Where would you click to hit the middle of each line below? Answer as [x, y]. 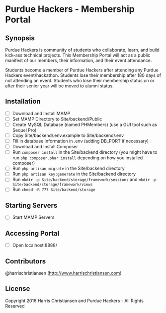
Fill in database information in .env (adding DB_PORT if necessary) [81, 141]
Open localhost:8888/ [35, 245]
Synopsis [20, 38]
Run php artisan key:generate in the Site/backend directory [74, 174]
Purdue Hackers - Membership [70, 9]
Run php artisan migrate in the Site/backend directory [69, 168]
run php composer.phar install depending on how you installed [78, 158]
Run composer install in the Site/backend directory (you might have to [85, 152]
